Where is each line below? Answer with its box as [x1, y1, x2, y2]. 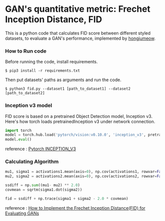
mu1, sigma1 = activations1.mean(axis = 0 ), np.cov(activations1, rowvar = [5, 169, 157, 174]
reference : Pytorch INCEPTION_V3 [5, 146, 76, 152]
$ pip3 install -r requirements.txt [5, 68, 80, 73]
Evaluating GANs [5, 210, 39, 216]
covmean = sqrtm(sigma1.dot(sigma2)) [5, 188, 82, 193]
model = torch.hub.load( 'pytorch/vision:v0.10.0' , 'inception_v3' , [5, 133, 146, 138]
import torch [5, 128, 32, 133]
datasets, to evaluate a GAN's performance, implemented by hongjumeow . [5, 35, 156, 41]
